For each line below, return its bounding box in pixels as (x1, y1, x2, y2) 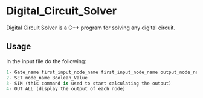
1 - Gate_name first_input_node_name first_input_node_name (6, 69, 158, 75)
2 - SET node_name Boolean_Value (6, 75, 88, 81)
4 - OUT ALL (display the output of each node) (6, 86, 126, 92)
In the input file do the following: (6, 57, 86, 64)
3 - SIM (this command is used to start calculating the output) (6, 80, 172, 87)
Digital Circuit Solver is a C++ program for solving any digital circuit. (6, 24, 175, 31)
